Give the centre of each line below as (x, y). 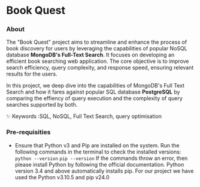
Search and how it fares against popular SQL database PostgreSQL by (93, 92)
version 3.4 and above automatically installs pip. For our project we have (104, 171)
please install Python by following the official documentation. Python (99, 164)
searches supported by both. (42, 105)
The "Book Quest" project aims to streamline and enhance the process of (97, 42)
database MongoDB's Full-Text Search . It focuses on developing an (90, 55)
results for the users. (32, 74)
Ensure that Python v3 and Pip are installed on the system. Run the (97, 145)
